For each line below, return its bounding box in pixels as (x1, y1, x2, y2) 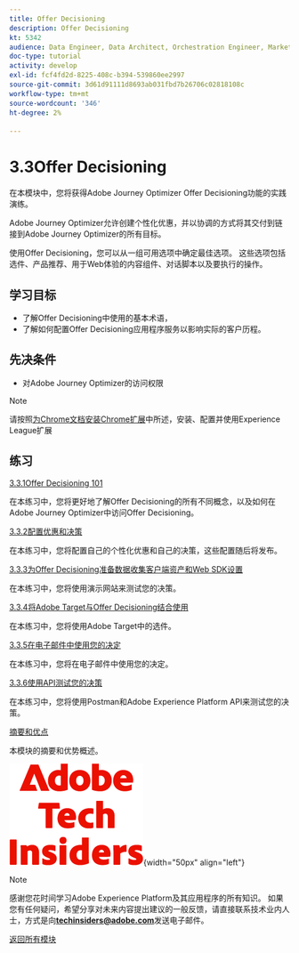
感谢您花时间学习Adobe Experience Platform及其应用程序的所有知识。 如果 (9, 892, 284, 903)
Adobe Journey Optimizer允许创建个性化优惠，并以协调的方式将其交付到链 (9, 218, 283, 229)
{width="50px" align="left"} (143, 857, 246, 868)
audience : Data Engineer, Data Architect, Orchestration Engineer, (9, 43, 265, 52)
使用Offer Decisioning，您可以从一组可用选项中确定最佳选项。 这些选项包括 (9, 247, 287, 258)
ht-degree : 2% (9, 108, 62, 117)
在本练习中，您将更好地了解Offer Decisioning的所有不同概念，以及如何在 (9, 496, 276, 506)
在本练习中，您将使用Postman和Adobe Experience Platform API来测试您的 (9, 696, 282, 707)
